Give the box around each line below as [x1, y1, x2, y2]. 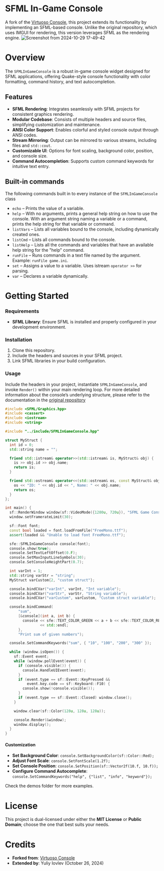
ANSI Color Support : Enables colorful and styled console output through [12, 127, 159, 132]
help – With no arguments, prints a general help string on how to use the [12, 211, 158, 216]
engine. [5, 35, 20, 41]
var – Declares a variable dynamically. [12, 273, 89, 279]
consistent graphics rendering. [12, 111, 74, 117]
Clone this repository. [12, 347, 56, 353]
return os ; [14, 487, 36, 492]
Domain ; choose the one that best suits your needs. [5, 821, 110, 827]
